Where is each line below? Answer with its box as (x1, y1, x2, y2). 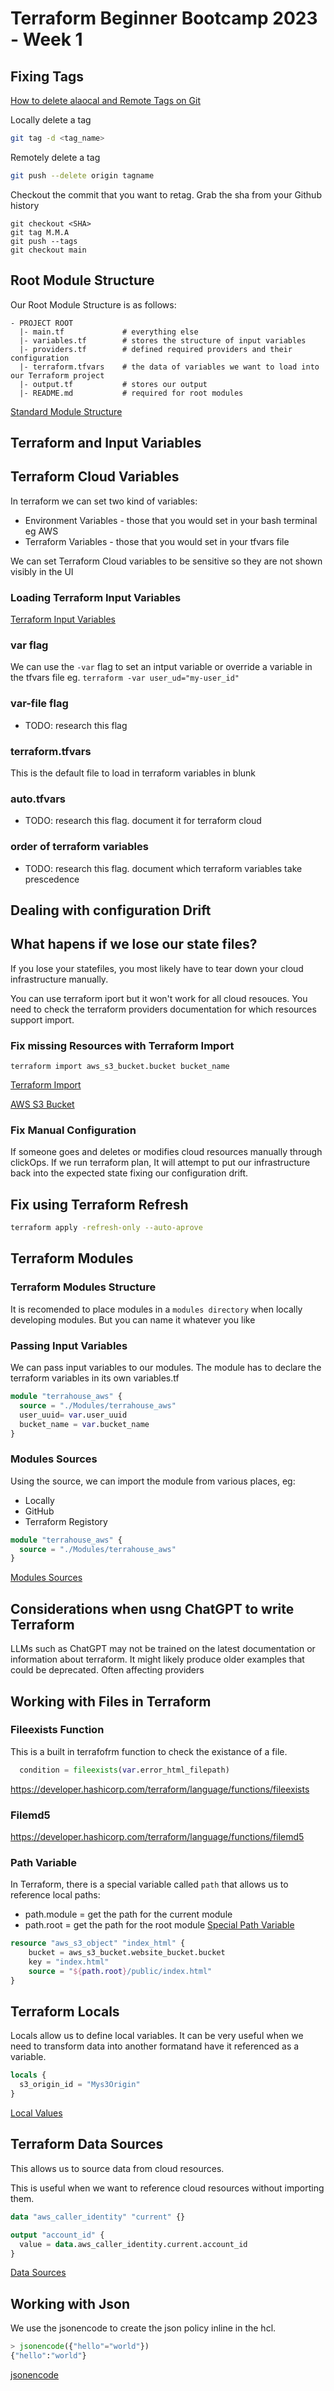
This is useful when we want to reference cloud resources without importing (10, 2182, 325, 2194)
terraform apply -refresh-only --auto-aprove (10, 1223, 203, 1233)
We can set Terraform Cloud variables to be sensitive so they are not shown (10, 555, 323, 567)
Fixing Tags (10, 68, 84, 85)
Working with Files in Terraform (10, 1693, 212, 1710)
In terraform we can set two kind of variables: (10, 495, 198, 507)
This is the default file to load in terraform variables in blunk (10, 767, 257, 779)
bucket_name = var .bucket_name (19, 1419, 150, 1429)
